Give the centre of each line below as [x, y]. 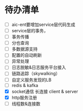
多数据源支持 [24, 49]
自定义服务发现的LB [31, 80]
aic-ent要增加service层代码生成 [43, 24]
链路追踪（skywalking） [36, 73]
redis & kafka [25, 85]
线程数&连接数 [26, 104]
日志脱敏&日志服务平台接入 [39, 67]
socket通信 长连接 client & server [45, 91]
